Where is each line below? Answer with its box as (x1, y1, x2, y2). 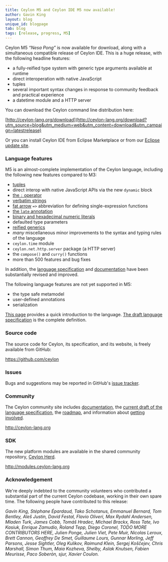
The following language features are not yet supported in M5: (5, 282, 132, 288)
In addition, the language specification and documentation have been (5, 266, 149, 272)
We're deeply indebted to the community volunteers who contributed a (5, 487, 151, 494)
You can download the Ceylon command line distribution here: (5, 107, 134, 113)
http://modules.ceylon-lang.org (5, 464, 70, 470)
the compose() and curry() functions (12, 251, 88, 257)
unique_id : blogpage (5, 21, 49, 27)
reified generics (12, 225, 45, 231)
